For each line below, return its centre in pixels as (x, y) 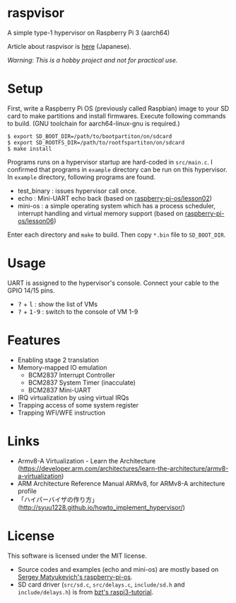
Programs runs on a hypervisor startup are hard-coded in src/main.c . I (110, 162)
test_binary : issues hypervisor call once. (77, 191)
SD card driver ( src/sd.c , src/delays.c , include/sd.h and (101, 584)
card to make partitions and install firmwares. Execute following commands (117, 115)
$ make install (30, 149)
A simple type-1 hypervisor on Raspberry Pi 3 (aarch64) (89, 33)
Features (34, 340)
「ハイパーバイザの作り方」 (58, 499)
